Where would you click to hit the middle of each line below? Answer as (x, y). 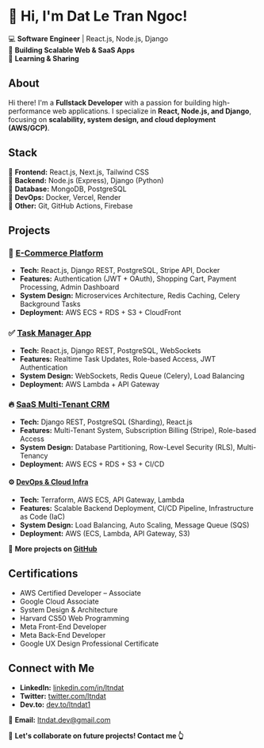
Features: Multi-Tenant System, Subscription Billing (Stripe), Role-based (138, 430)
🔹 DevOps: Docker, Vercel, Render (65, 197)
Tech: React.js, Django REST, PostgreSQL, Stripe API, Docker (120, 270)
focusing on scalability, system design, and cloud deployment (112, 119)
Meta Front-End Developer (63, 627)
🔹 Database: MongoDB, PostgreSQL (67, 189)
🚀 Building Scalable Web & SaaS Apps (71, 50)
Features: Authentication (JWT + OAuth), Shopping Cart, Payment (128, 279)
